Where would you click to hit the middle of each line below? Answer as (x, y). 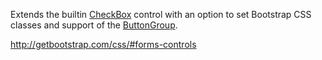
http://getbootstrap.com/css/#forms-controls (103, 44)
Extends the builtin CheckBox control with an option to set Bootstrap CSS (161, 14)
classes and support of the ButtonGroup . (94, 25)
